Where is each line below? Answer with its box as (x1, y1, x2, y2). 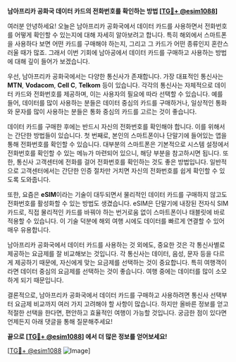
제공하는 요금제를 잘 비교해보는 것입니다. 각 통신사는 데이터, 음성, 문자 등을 (7, 250, 212, 258)
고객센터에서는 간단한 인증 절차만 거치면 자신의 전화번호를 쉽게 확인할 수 (20, 167, 218, 175)
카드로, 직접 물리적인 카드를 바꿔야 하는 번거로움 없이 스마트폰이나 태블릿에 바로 (7, 208, 225, 216)
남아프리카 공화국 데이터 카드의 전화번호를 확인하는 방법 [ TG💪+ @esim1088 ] (7, 7, 218, 15)
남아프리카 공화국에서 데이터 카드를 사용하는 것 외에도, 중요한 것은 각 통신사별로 (7, 241, 225, 249)
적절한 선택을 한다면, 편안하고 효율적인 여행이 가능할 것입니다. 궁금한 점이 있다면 (7, 308, 228, 317)
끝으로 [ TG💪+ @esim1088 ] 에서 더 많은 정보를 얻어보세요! (7, 332, 168, 341)
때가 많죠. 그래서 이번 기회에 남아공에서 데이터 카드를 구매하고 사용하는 (20, 49, 214, 56)
